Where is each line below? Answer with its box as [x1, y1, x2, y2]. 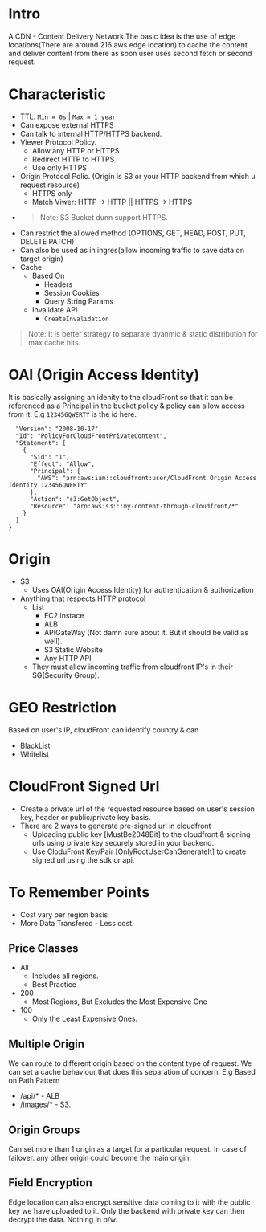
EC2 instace [43, 610, 84, 620]
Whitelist [19, 749, 50, 759]
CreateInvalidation [43, 315, 110, 323]
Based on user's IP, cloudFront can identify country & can [8, 724, 199, 735]
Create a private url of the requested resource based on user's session [19, 804, 256, 814]
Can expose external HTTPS [19, 120, 114, 129]
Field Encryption [8, 1176, 92, 1189]
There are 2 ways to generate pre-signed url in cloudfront [19, 821, 211, 830]
